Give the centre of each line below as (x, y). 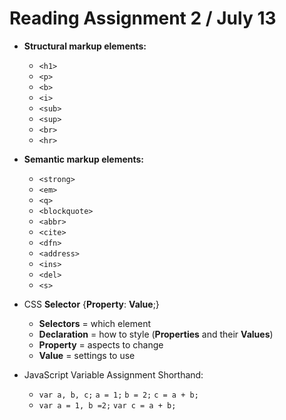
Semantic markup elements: (84, 159)
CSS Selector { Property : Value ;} (91, 304)
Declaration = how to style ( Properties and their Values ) (156, 334)
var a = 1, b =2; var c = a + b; (107, 405)
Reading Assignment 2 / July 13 (143, 18)
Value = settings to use (87, 355)
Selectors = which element (95, 323)
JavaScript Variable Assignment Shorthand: (113, 374)
